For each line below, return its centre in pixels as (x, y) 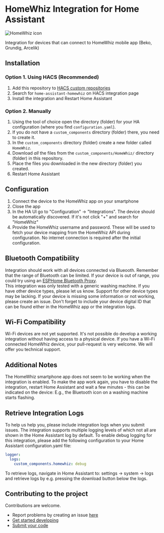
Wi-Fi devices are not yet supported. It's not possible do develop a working (81, 334)
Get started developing (35, 520)
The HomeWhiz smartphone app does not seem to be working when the (78, 377)
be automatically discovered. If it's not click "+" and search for (75, 216)
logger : (13, 454)
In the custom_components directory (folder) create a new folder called (82, 142)
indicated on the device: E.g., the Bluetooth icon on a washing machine (77, 392)
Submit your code (30, 526)
